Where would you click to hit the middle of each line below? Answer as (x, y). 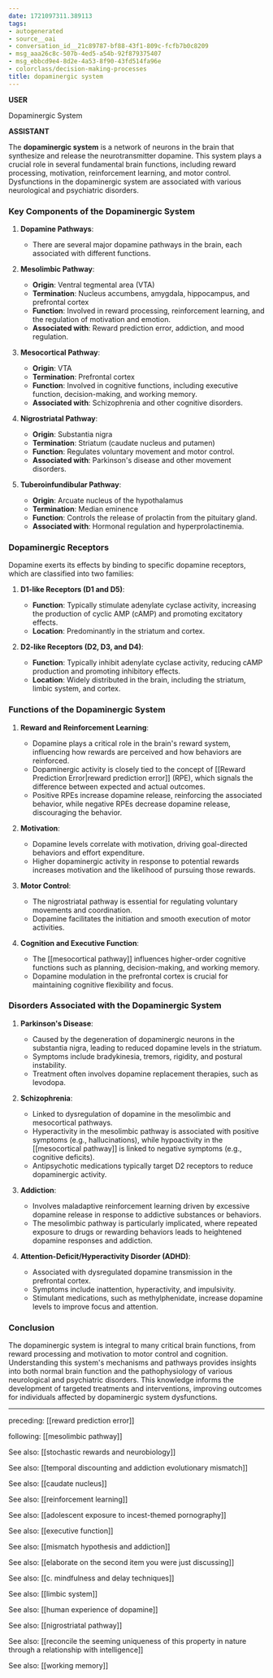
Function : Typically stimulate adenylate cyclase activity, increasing (144, 605)
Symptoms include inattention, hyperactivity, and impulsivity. (134, 1289)
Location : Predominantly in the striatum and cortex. (119, 631)
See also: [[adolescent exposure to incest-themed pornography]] (117, 1515)
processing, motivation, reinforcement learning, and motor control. (120, 172)
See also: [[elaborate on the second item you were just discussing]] (121, 1563)
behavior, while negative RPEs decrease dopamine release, (131, 804)
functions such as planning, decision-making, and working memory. (146, 967)
